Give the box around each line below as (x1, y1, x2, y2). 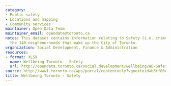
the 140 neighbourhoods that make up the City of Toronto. (10, 40, 138, 46)
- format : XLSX (5, 54, 38, 60)
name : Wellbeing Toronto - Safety (10, 59, 83, 64)
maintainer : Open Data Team (5, 26, 65, 31)
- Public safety (5, 12, 40, 17)
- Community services (5, 21, 51, 27)
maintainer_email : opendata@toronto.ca (5, 31, 90, 36)
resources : (5, 50, 28, 55)
